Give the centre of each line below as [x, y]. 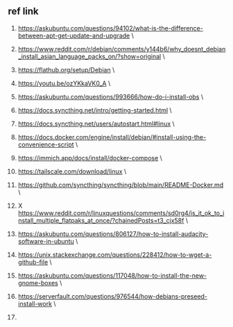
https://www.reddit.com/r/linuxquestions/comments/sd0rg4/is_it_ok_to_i [121, 213]
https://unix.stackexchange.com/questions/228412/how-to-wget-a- [115, 254]
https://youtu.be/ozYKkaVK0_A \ [64, 83]
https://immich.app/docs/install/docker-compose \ [90, 158]
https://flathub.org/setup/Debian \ [66, 69]
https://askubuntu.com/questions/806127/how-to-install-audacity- [113, 234]
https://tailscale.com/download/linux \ [72, 171]
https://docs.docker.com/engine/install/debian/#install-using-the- [112, 137]
